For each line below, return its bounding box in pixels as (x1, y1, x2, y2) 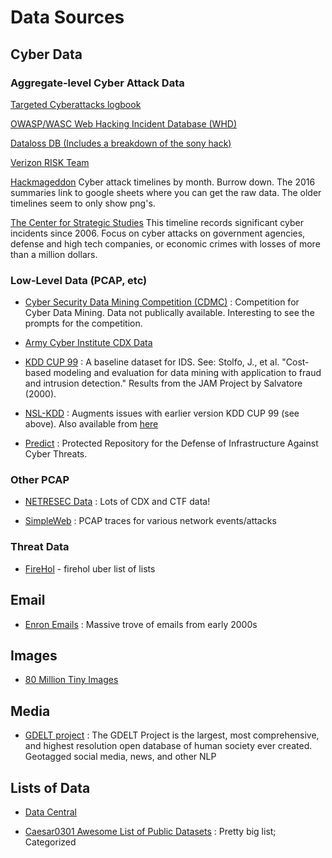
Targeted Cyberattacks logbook (10, 98, 142, 110)
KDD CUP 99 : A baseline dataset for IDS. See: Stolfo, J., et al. (24, 356, 280, 368)
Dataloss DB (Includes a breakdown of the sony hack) (10, 137, 232, 149)
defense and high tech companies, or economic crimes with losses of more (10, 237, 321, 250)
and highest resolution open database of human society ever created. (24, 740, 313, 752)
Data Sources (10, 6, 125, 29)
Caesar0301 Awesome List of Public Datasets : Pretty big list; (24, 826, 277, 838)
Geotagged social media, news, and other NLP (24, 751, 217, 763)
